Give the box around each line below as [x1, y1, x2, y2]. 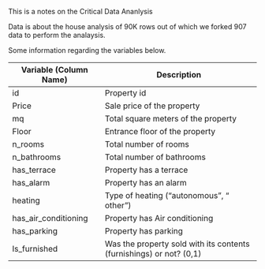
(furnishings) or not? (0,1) [105, 248, 202, 259]
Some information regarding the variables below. [8, 46, 166, 54]
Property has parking [105, 226, 184, 236]
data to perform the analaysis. [8, 31, 106, 39]
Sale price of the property [105, 100, 200, 111]
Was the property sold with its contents [105, 238, 250, 249]
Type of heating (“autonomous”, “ [105, 190, 230, 200]
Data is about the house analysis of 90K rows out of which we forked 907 [8, 22, 247, 31]
